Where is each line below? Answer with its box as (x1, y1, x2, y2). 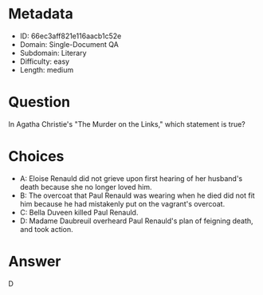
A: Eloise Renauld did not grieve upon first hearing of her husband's (19, 173, 243, 183)
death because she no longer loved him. (19, 182, 152, 191)
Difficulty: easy (19, 57, 70, 66)
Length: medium (19, 65, 74, 74)
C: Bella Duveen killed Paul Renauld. (19, 207, 139, 217)
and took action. (19, 224, 73, 234)
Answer (8, 253, 61, 270)
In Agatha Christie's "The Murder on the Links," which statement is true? (8, 119, 245, 128)
